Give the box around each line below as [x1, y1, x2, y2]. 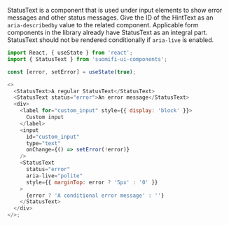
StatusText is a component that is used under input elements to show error [7, 6, 223, 14]
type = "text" [25, 139, 61, 146]
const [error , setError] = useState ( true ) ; [7, 68, 137, 76]
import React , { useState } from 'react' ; [7, 49, 133, 56]
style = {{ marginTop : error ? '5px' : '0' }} [25, 179, 158, 186]
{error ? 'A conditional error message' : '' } [25, 192, 165, 199]
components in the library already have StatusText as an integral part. [7, 28, 208, 36]
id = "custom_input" [25, 133, 80, 140]
